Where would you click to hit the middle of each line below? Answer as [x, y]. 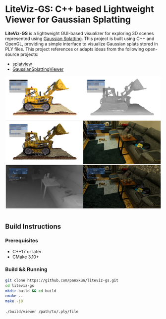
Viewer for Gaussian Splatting [68, 20]
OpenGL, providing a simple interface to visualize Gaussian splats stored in [82, 44]
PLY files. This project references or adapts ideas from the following [75, 49]
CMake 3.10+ [26, 257]
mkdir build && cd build [31, 291]
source [12, 54]
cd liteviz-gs [20, 285]
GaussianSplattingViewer [38, 69]
